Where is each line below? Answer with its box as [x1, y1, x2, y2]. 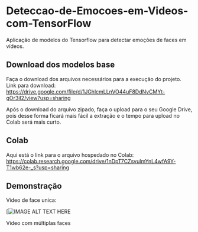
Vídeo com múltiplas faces [6, 220, 71, 227]
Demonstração [6, 181, 62, 191]
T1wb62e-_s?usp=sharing [6, 164, 70, 171]
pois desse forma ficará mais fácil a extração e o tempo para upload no [6, 112, 180, 119]
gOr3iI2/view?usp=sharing [6, 94, 71, 101]
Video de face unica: [6, 196, 57, 204]
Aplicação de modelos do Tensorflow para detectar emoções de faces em [6, 36, 187, 43]
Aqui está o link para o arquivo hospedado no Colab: [6, 151, 134, 158]
